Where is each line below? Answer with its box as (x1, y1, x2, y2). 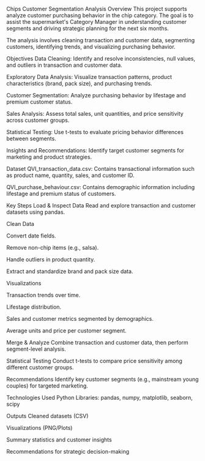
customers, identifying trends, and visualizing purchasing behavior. (6, 43, 176, 50)
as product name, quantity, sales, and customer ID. (6, 171, 135, 179)
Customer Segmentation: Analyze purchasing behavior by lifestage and (6, 92, 186, 99)
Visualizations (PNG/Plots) (6, 424, 73, 431)
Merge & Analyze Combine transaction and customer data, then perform (6, 339, 188, 346)
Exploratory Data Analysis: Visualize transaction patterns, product (6, 73, 173, 80)
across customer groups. (6, 116, 70, 124)
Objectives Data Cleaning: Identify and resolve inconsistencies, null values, (6, 55, 196, 62)
